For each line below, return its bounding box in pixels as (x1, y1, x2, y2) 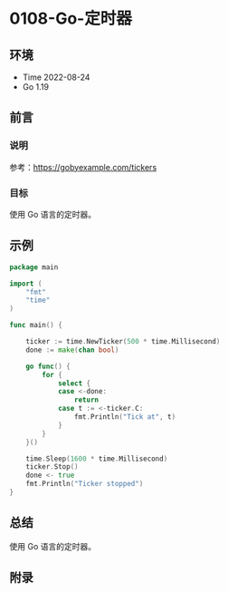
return (73, 395, 100, 404)
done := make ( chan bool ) (25, 345, 119, 355)
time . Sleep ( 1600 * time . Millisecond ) (25, 454, 168, 463)
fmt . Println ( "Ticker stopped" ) (25, 480, 144, 489)
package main (9, 262, 59, 272)
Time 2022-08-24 (22, 72, 90, 83)
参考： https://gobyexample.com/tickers (9, 161, 157, 172)
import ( (9, 278, 43, 288)
